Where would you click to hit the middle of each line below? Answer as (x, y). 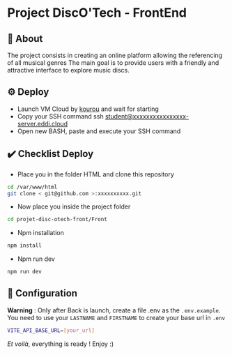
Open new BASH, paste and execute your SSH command (99, 131)
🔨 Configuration (42, 293)
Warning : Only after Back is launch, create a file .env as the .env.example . (114, 310)
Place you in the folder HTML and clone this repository (95, 174)
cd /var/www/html (32, 187)
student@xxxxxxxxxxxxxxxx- (147, 116)
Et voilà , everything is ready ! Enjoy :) (61, 344)
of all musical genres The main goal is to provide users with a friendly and (113, 63)
